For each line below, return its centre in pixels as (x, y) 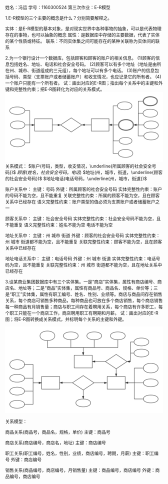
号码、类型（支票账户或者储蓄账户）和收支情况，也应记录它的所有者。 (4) (85, 77)
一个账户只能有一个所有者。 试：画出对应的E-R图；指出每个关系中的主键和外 (84, 83)
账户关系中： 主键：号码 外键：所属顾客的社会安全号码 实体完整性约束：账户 (84, 189)
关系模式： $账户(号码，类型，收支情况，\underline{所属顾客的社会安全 (79, 166)
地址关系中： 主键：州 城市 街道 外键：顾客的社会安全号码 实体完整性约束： (83, 235)
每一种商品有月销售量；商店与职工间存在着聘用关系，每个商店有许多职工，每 (84, 307)
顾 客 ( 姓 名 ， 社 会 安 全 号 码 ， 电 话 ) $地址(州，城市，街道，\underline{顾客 (90, 172)
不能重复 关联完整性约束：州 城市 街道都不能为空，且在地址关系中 (94, 265)
